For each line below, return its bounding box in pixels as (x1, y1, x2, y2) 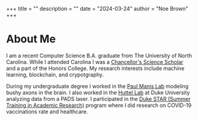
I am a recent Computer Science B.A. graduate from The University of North (6, 52, 192, 59)
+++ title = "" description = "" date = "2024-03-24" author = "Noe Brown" (6, 5, 188, 12)
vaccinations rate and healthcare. (6, 107, 88, 115)
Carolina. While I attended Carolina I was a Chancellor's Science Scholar (6, 58, 183, 65)
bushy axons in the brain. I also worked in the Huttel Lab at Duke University (6, 89, 190, 96)
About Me (6, 32, 56, 46)
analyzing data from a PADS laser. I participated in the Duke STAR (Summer (6, 95, 191, 102)
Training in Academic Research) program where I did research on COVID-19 (6, 101, 192, 109)
